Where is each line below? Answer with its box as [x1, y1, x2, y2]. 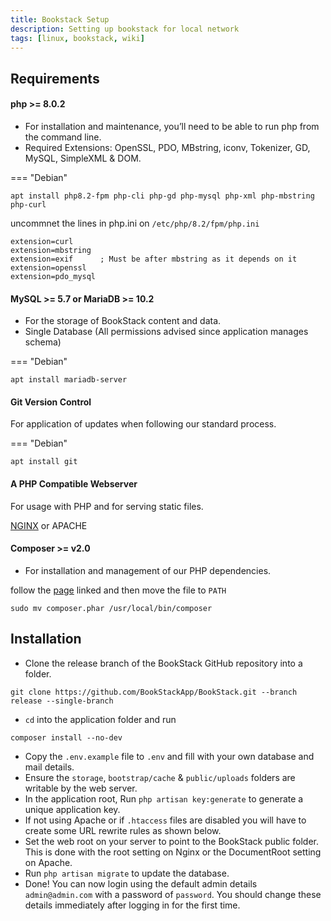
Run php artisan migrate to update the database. [24, 867, 230, 879]
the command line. [24, 131, 102, 143]
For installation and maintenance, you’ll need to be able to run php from [24, 120, 320, 132]
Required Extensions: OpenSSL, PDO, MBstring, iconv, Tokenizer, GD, [24, 141, 311, 153]
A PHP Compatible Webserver [10, 477, 138, 490]
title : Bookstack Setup [10, 14, 110, 25]
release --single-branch [10, 696, 114, 706]
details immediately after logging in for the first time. [24, 899, 241, 911]
